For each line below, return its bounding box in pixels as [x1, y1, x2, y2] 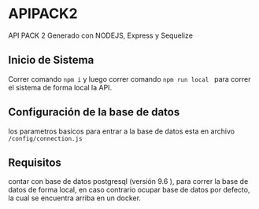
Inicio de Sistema [8, 53, 94, 67]
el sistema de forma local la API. [8, 82, 113, 92]
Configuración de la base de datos [8, 105, 180, 119]
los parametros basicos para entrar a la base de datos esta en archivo [8, 126, 235, 136]
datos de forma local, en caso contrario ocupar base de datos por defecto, [8, 185, 250, 195]
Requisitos [8, 156, 61, 169]
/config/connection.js [8, 134, 83, 142]
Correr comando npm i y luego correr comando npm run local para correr [8, 74, 251, 83]
